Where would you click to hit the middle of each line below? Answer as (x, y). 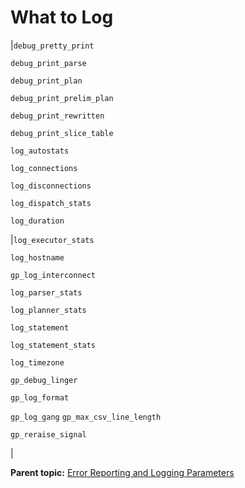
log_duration (37, 221)
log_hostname (37, 257)
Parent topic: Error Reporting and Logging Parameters (122, 472)
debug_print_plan (46, 81)
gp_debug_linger (44, 380)
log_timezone (37, 362)
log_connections (44, 168)
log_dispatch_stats (51, 203)
